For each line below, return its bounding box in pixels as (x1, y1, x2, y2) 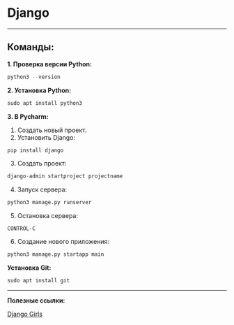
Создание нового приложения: (17, 238, 110, 246)
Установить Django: (17, 133, 75, 141)
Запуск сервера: (17, 185, 68, 194)
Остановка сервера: (17, 212, 79, 220)
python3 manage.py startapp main (7, 251, 104, 258)
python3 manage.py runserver (7, 199, 92, 206)
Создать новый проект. (17, 126, 87, 134)
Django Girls (7, 310, 43, 318)
